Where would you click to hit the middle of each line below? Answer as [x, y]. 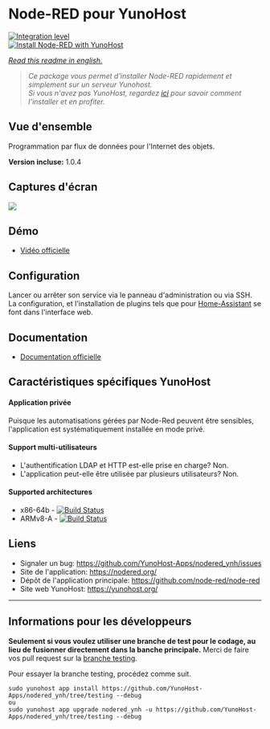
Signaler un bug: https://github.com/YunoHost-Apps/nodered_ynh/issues [141, 563]
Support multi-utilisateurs [53, 448]
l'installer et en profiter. [67, 101]
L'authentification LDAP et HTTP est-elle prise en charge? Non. [124, 465]
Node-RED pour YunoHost [97, 14]
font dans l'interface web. [51, 312]
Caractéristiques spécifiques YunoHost [110, 382]
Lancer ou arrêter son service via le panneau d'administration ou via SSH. [131, 295]
